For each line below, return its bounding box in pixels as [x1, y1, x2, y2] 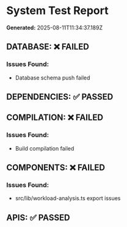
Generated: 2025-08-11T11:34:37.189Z [6, 24, 103, 31]
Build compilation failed [15, 144, 74, 152]
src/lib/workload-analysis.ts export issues [15, 195, 121, 202]
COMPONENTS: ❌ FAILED [6, 163, 106, 173]
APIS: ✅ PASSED [6, 212, 70, 223]
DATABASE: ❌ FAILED [6, 42, 90, 52]
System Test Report [6, 4, 109, 18]
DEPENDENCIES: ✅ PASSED [6, 92, 114, 102]
